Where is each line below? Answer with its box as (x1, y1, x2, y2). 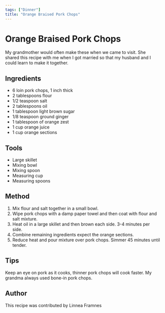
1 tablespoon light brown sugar (12, 108, 75, 114)
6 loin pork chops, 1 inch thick (12, 88, 73, 93)
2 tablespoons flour (12, 92, 52, 99)
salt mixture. (12, 216, 38, 222)
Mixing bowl (12, 162, 37, 168)
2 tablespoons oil (12, 103, 48, 109)
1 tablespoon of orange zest (12, 119, 69, 125)
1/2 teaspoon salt (12, 98, 48, 104)
